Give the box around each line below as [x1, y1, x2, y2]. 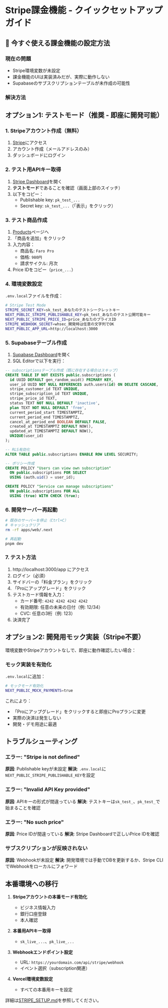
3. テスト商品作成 [5, 216, 48, 223]
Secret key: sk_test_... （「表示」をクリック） [20, 202, 116, 209]
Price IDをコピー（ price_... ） [12, 267, 76, 273]
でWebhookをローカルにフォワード [5, 864, 78, 870]
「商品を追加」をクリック [12, 235, 66, 242]
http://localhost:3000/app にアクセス [12, 566, 90, 572]
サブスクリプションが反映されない [5, 844, 88, 851]
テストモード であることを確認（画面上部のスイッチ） [12, 185, 123, 191]
